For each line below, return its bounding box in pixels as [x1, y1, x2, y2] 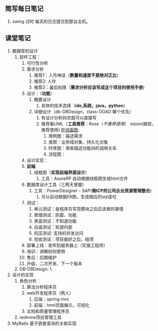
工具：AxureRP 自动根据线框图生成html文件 [41, 175, 128, 181]
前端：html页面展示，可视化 [34, 302, 90, 308]
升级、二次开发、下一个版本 [26, 261, 83, 266]
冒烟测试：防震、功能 [34, 212, 77, 218]
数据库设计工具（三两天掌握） [26, 181, 87, 187]
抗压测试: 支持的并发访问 [34, 230, 84, 236]
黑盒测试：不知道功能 [34, 218, 77, 224]
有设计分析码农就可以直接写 [41, 115, 97, 121]
